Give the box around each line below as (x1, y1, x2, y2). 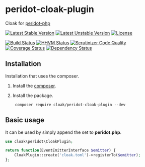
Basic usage (5, 116, 44, 124)
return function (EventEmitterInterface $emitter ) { (5, 148, 116, 153)
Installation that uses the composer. (5, 73, 80, 79)
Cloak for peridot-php (5, 20, 50, 26)
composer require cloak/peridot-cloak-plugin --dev (15, 102, 126, 107)
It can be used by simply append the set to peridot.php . (5, 129, 122, 135)
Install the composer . (12, 82, 56, 89)
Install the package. (12, 92, 54, 99)
